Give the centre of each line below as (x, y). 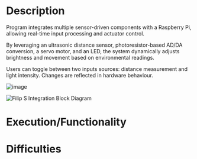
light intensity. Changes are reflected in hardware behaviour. (80, 75)
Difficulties (34, 149)
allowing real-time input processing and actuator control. (75, 33)
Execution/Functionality (67, 122)
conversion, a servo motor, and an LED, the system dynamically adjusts (93, 51)
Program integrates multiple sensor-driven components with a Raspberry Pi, (99, 27)
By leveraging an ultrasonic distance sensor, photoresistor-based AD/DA (94, 45)
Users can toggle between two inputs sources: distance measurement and (97, 69)
